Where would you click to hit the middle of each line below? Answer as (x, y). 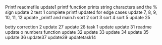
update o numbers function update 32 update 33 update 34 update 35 (77, 32)
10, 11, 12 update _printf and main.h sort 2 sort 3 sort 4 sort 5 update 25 (78, 17)
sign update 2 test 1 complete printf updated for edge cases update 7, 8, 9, (81, 12)
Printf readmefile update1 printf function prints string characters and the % (81, 7)
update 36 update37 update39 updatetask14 (51, 37)
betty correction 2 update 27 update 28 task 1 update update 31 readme (79, 27)
